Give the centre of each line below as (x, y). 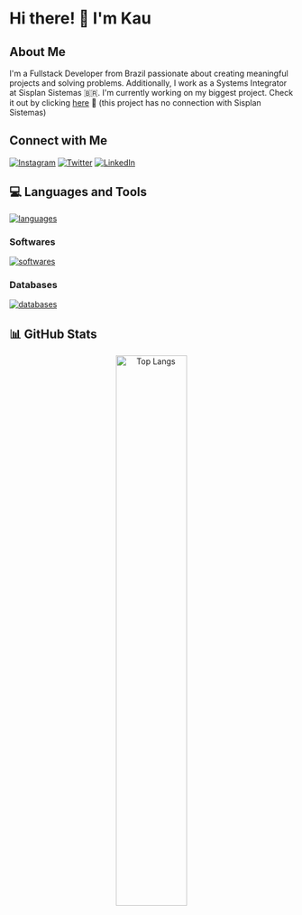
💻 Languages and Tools (78, 192)
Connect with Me (59, 140)
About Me (37, 52)
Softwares (32, 241)
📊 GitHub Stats (53, 334)
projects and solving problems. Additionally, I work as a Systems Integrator (148, 83)
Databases (33, 285)
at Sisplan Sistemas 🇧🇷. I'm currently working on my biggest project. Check (151, 93)
